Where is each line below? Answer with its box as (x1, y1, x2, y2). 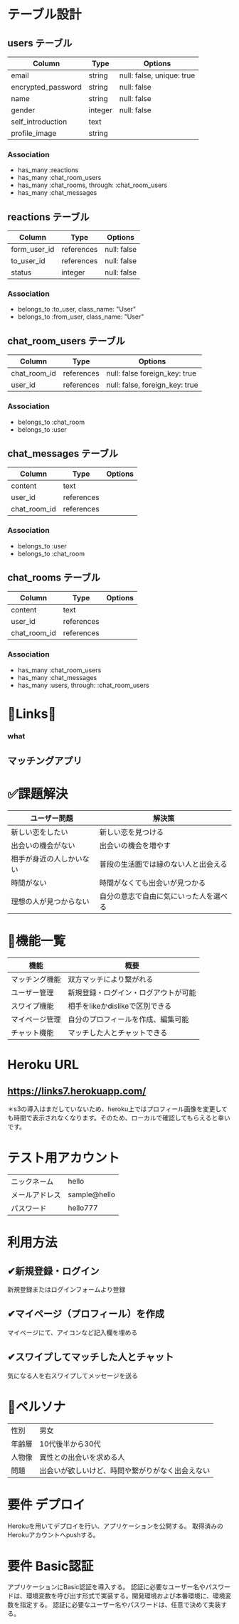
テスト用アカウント (7, 1150, 120, 1167)
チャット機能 (11, 1028, 54, 1038)
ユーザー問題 (30, 814, 73, 824)
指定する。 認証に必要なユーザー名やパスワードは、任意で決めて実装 (19, 1601, 221, 1609)
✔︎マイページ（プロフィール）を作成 (7, 1308, 165, 1320)
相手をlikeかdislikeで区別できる (68, 1001, 172, 1011)
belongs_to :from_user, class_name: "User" (17, 312, 144, 321)
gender (11, 105, 36, 115)
